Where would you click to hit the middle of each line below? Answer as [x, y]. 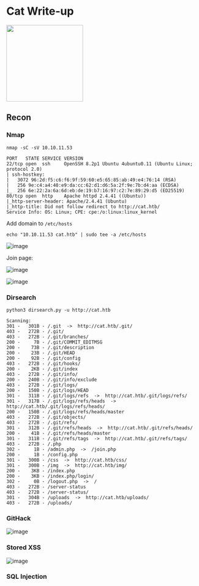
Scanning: [19, 321]
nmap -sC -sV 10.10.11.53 [39, 148]
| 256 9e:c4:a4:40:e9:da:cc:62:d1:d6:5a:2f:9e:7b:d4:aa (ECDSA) [93, 185]
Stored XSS [24, 547]
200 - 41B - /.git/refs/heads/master [59, 433]
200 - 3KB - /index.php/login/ [51, 476]
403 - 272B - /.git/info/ [42, 374]
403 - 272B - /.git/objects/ [46, 417]
